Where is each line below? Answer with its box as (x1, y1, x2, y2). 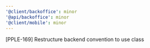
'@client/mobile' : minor (5, 20, 67, 25)
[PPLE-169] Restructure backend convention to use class (5, 36, 144, 43)
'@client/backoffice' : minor (5, 8, 77, 15)
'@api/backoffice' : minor (5, 14, 69, 20)
